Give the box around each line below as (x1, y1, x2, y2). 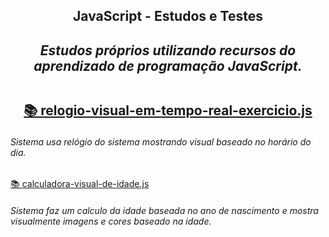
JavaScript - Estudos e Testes (73, 8, 263, 25)
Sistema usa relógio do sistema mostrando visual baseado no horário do (10, 135, 312, 148)
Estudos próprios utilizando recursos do (39, 42, 297, 59)
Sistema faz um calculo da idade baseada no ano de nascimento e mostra (10, 205, 319, 217)
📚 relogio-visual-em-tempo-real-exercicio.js (23, 102, 313, 119)
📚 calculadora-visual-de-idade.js (10, 178, 150, 190)
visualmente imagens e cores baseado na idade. (10, 215, 212, 228)
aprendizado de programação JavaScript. (33, 57, 303, 74)
